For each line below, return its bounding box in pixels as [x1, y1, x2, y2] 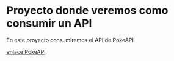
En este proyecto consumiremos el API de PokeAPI [6, 36, 134, 43]
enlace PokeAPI [6, 48, 46, 55]
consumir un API [6, 16, 92, 30]
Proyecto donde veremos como [6, 4, 169, 18]
